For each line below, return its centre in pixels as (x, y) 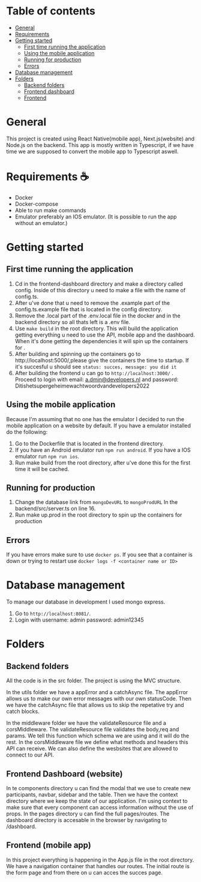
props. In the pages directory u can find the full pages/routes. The (88, 814)
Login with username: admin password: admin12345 (79, 620)
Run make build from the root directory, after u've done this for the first (103, 463)
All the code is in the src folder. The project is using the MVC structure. (94, 681)
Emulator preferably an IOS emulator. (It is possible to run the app (96, 217)
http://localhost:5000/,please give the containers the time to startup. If (102, 360)
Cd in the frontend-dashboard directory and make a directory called (99, 284)
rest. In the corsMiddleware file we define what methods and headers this (97, 742)
